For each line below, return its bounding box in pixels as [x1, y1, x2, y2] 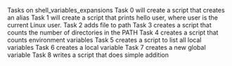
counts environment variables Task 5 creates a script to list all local [7, 36, 202, 44]
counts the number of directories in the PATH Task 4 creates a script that [7, 28, 219, 37]
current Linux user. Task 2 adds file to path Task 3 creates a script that [7, 21, 212, 29]
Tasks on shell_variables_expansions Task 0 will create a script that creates [7, 6, 225, 14]
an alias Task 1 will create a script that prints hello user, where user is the [7, 13, 219, 22]
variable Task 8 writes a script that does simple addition [7, 51, 169, 59]
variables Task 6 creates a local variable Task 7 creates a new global [7, 44, 206, 51]
